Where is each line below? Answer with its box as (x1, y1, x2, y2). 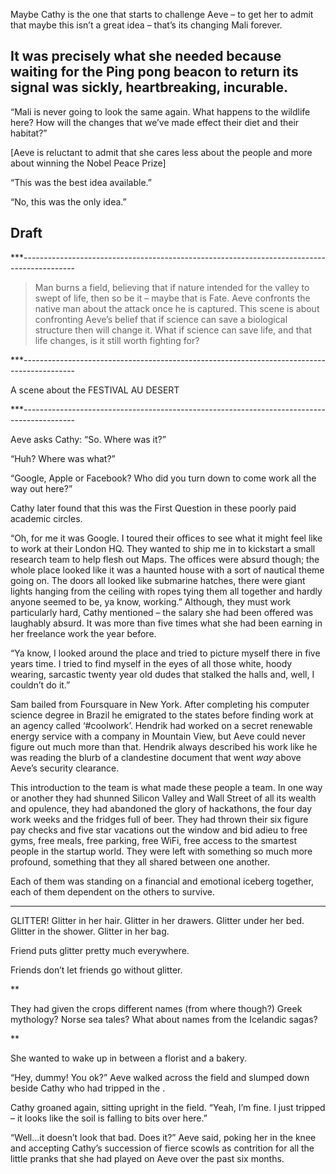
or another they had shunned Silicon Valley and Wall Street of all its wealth (10, 792, 317, 804)
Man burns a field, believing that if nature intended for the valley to (34, 281, 310, 293)
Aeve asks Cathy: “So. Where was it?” (10, 433, 167, 445)
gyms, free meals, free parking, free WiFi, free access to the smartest (10, 834, 298, 846)
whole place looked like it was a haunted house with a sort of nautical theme (10, 564, 325, 576)
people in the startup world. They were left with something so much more (10, 845, 313, 857)
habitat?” (10, 127, 48, 139)
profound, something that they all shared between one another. (10, 855, 271, 868)
